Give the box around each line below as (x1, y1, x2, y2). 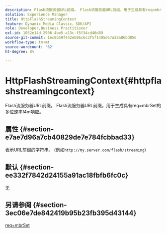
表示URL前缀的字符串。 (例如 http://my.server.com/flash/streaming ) (5, 147, 147, 153)
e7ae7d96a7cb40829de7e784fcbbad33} (5, 133, 135, 141)
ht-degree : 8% (5, 49, 35, 54)
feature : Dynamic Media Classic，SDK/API (5, 21, 91, 26)
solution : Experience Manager (5, 12, 68, 17)
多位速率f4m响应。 (5, 109, 44, 115)
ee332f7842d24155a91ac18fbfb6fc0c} (5, 171, 129, 180)
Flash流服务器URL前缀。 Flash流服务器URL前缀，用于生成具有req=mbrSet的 (5, 103, 162, 109)
